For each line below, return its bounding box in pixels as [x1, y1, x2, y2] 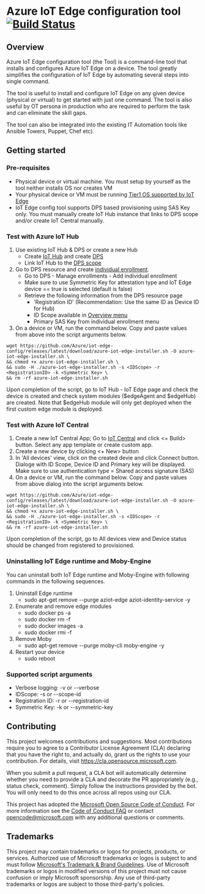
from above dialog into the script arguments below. [15, 480, 144, 488]
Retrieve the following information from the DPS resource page [24, 292, 183, 299]
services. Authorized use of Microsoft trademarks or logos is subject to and [6, 854, 197, 861]
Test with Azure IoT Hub [6, 232, 80, 241]
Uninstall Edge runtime [15, 589, 73, 597]
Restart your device [15, 648, 65, 655]
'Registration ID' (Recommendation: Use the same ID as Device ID [33, 298, 199, 305]
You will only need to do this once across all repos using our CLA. [6, 788, 172, 796]
